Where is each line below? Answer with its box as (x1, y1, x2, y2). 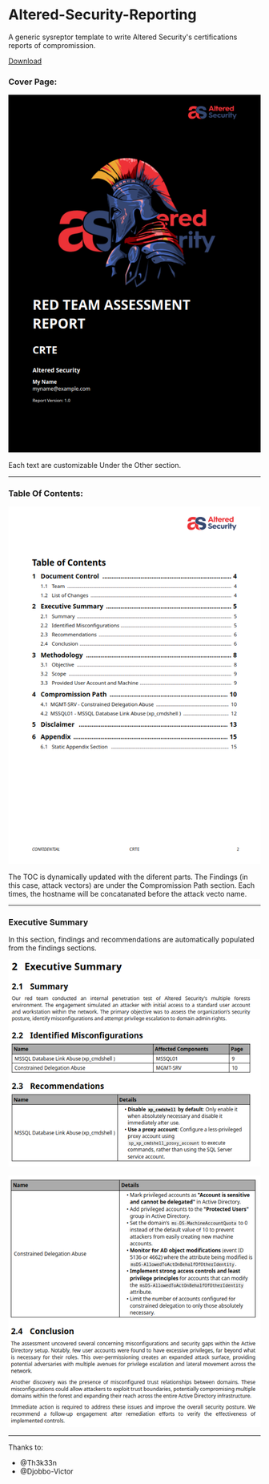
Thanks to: (8, 1442, 44, 1452)
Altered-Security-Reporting (8, 6, 197, 24)
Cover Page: (8, 76, 58, 87)
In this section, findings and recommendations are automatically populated (8, 934, 255, 944)
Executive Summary (8, 916, 89, 927)
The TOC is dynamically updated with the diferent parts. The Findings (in (8, 872, 248, 881)
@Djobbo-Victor (19, 1466, 74, 1476)
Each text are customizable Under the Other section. (8, 461, 182, 470)
